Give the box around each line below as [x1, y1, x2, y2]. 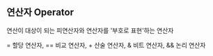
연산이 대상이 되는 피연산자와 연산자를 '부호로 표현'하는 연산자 [6, 26, 174, 35]
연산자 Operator [6, 6, 74, 19]
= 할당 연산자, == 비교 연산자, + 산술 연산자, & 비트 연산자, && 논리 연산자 [6, 41, 206, 49]
